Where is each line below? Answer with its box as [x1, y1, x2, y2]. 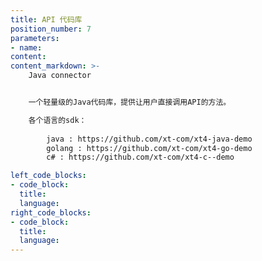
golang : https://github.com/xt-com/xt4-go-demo [46, 143, 253, 153]
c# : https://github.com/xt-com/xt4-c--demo [46, 152, 235, 163]
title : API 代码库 [10, 14, 83, 25]
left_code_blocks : [10, 171, 87, 181]
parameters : [10, 33, 60, 43]
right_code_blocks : [10, 207, 92, 218]
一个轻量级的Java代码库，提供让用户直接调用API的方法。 [28, 97, 232, 107]
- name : [10, 42, 43, 53]
